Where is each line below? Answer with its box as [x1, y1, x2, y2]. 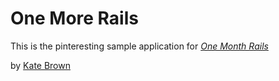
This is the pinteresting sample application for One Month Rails [10, 40, 269, 52]
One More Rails [10, 7, 139, 30]
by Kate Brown [10, 59, 71, 71]
